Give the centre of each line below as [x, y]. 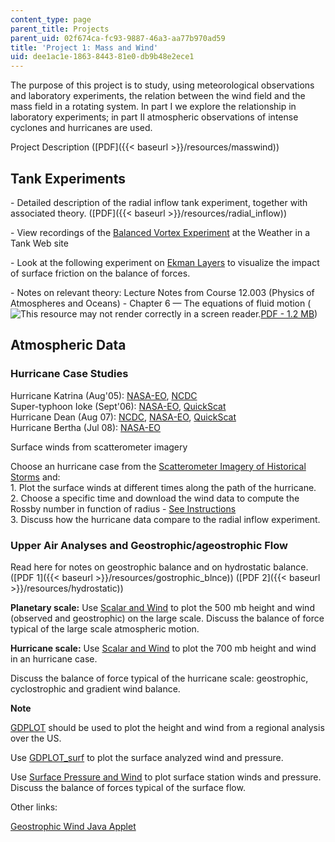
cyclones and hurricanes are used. [81, 128]
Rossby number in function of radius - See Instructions [123, 508]
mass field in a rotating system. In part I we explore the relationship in [153, 107]
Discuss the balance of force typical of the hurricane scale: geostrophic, [159, 678]
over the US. [36, 738]
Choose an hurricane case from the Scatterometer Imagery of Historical [158, 466]
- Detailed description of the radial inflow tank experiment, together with [159, 202]
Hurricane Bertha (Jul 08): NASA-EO [86, 427]
